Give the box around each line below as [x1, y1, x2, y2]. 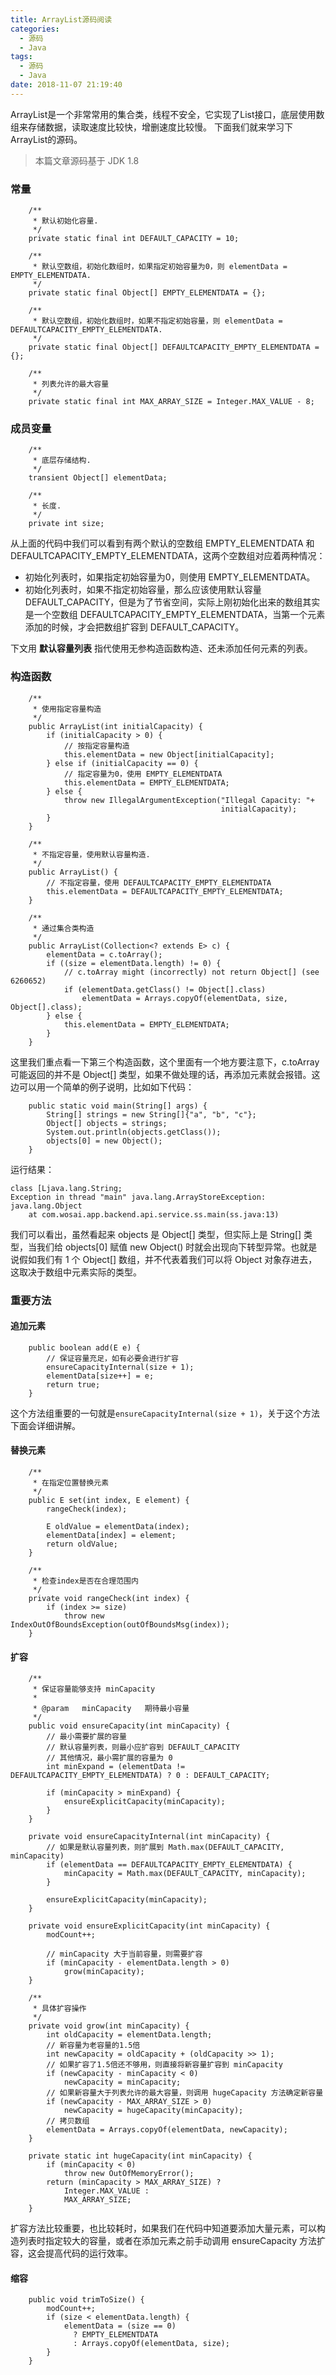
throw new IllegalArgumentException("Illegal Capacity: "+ [63, 795, 315, 805]
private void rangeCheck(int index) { [28, 1593, 190, 1603]
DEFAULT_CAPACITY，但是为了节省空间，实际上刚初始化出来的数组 [24, 596, 303, 608]
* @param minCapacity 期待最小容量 [32, 1704, 190, 1714]
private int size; [28, 519, 105, 529]
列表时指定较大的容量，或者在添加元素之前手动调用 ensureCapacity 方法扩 [18, 2235, 326, 2247]
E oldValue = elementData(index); [46, 1521, 190, 1531]
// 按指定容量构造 [63, 741, 130, 751]
